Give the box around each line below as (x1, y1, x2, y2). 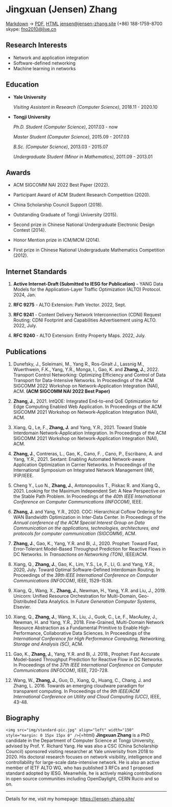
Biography (6, 714, 40, 722)
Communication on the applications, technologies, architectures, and (13, 525, 160, 531)
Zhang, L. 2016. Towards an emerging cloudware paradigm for (13, 683, 144, 689)
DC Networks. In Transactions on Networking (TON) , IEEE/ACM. (13, 551, 148, 557)
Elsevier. (13, 604, 31, 610)
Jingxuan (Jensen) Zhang (6, 4, 117, 15)
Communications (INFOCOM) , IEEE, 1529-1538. (13, 578, 113, 583)
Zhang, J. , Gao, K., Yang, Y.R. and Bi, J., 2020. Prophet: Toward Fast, (13, 540, 159, 547)
